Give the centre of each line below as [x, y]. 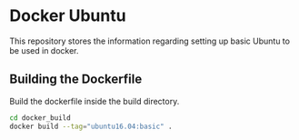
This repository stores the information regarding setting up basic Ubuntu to [150, 41]
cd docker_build [40, 118]
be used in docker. [44, 50]
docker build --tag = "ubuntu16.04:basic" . [91, 126]
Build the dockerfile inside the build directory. [95, 101]
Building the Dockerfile [76, 80]
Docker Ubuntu [68, 16]
